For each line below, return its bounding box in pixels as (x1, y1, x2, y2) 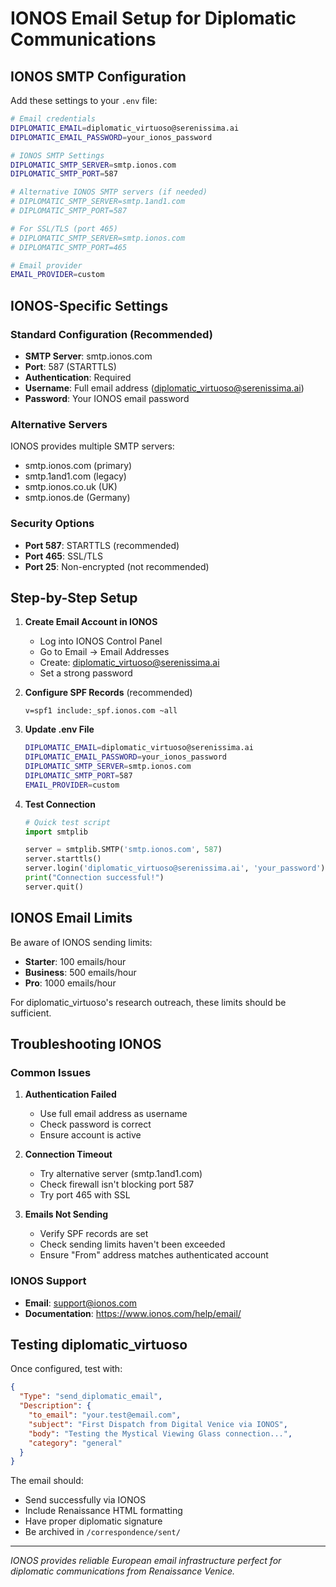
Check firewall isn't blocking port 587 (39, 1178, 195, 1191)
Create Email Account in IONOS (24, 616, 158, 628)
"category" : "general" (28, 1438, 123, 1448)
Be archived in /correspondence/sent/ (24, 1526, 181, 1538)
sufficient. (10, 1007, 52, 1019)
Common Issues (10, 1065, 92, 1079)
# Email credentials (10, 114, 97, 124)
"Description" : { (19, 1401, 92, 1411)
